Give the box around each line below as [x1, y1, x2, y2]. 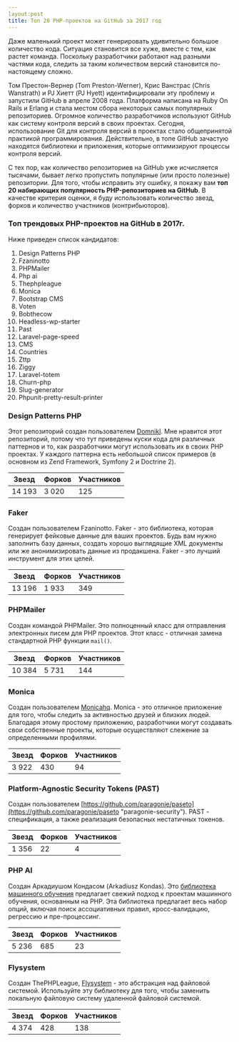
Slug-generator [18, 385, 63, 394]
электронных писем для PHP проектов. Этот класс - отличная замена [8, 628, 223, 637]
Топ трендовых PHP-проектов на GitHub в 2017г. [8, 219, 185, 229]
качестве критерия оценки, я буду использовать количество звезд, [8, 194, 215, 202]
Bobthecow [18, 309, 53, 318]
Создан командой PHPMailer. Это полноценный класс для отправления [8, 621, 226, 629]
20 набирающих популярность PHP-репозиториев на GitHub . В [8, 186, 206, 194]
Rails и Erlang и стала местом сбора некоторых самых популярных [8, 104, 213, 112]
